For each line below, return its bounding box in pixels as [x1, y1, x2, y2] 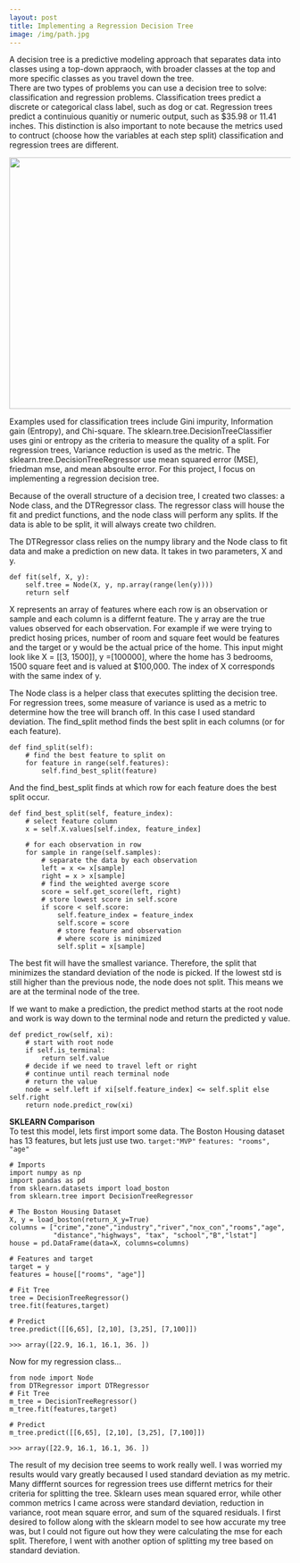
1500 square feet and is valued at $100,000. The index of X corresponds [9, 661, 275, 672]
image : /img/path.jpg [9, 30, 90, 38]
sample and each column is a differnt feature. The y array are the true [9, 613, 265, 624]
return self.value [41, 1054, 110, 1063]
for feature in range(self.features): [25, 759, 170, 768]
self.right [9, 1093, 50, 1103]
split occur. [9, 792, 51, 803]
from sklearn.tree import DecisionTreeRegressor [9, 1192, 194, 1201]
